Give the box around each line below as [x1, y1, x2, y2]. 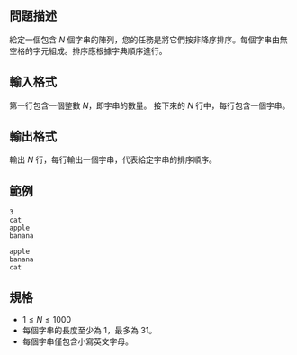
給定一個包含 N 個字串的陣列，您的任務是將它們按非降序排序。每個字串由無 [9, 34, 288, 45]
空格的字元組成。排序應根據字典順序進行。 [9, 45, 167, 56]
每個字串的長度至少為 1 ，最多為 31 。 [22, 325, 157, 336]
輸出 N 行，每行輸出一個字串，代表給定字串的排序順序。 [9, 154, 218, 165]
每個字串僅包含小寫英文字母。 [22, 336, 133, 347]
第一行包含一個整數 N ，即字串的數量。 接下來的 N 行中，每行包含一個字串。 [9, 100, 291, 111]
